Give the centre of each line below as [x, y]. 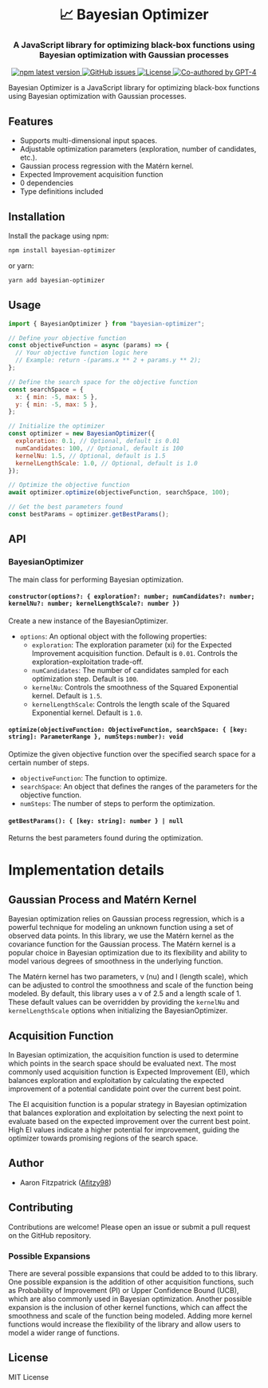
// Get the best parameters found [66, 507]
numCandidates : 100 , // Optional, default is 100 [99, 448]
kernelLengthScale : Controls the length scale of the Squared [130, 704]
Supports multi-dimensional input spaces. [89, 140]
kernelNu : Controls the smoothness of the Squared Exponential [135, 687]
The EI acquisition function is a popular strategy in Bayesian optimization [128, 1105]
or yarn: [21, 265]
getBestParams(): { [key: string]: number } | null [96, 821]
